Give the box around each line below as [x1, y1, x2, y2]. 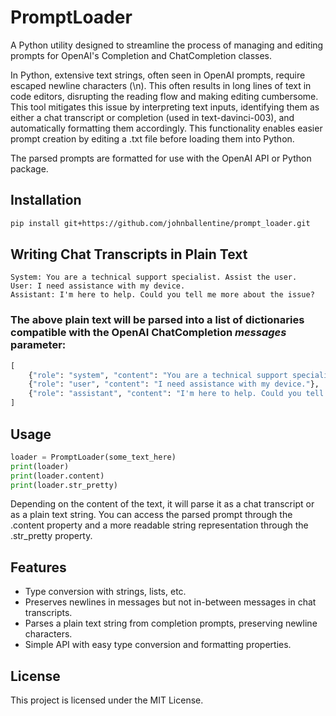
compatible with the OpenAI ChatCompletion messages [10, 326, 287, 340]
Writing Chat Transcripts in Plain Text [10, 246, 248, 263]
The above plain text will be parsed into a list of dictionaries [10, 313, 305, 327]
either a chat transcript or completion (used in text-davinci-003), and [10, 111, 295, 123]
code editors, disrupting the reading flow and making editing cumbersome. [10, 90, 319, 102]
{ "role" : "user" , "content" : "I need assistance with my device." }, [28, 379, 320, 390]
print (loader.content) [10, 471, 105, 481]
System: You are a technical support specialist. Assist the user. [10, 272, 298, 283]
